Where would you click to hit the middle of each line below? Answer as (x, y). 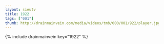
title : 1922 (17, 14)
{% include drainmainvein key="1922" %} (47, 37)
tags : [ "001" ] (20, 18)
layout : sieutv (20, 9)
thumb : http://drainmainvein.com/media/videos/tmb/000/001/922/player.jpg (83, 23)
